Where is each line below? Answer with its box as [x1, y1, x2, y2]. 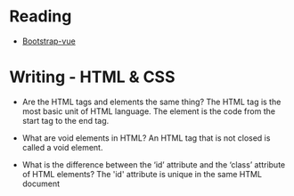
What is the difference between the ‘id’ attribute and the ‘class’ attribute [21, 159, 286, 170]
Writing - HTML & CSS [9, 67, 176, 87]
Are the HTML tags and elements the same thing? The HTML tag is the [21, 96, 282, 107]
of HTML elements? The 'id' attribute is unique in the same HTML [21, 168, 263, 179]
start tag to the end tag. [21, 115, 110, 126]
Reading [9, 6, 72, 27]
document [21, 178, 61, 189]
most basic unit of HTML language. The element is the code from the [21, 105, 276, 117]
